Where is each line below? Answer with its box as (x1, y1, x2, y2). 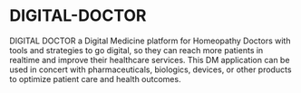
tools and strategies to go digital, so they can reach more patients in (9, 44, 264, 55)
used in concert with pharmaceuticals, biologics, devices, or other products (9, 64, 292, 75)
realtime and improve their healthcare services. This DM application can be (9, 54, 290, 65)
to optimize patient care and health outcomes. (9, 73, 181, 84)
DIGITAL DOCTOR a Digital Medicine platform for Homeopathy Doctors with (9, 35, 291, 46)
